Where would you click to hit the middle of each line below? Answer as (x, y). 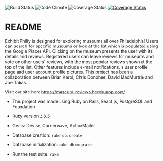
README (23, 27)
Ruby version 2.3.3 (31, 116)
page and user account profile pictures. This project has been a (69, 72)
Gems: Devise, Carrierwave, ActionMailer (53, 125)
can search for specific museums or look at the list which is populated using (81, 46)
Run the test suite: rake (35, 154)
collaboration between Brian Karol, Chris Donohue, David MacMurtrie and (79, 77)
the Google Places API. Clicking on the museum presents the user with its (79, 51)
